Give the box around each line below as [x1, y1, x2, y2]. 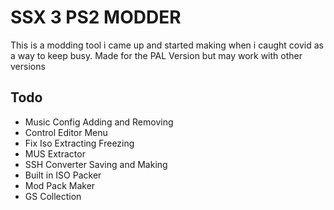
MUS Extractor [24, 147, 86, 160]
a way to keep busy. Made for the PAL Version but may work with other [10, 49, 303, 61]
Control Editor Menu [24, 126, 108, 138]
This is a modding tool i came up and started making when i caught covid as [10, 39, 324, 51]
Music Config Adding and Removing [24, 116, 174, 128]
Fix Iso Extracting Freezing [24, 137, 135, 149]
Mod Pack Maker [24, 179, 96, 191]
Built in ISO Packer [24, 169, 102, 181]
